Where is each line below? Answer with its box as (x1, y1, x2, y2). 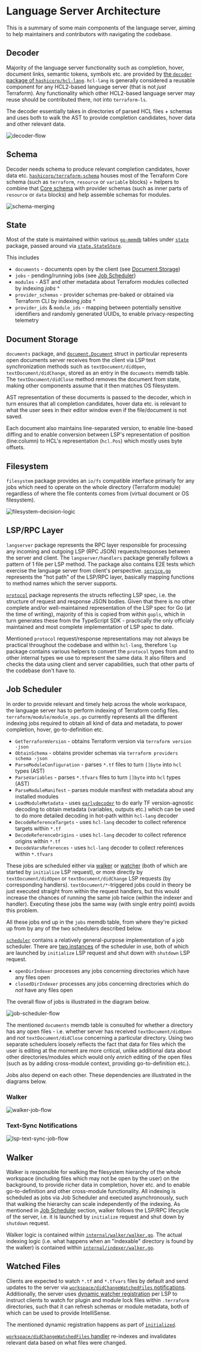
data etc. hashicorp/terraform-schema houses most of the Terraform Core (6, 171, 188, 179)
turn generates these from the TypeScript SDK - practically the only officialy (6, 616, 194, 624)
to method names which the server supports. (6, 579, 118, 587)
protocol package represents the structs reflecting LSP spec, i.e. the (6, 591, 176, 598)
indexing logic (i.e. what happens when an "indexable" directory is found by (6, 1238, 194, 1245)
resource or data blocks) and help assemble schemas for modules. (6, 191, 171, 198)
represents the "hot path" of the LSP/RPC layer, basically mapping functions (6, 573, 194, 580)
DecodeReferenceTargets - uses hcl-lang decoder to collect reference (14, 818, 187, 825)
